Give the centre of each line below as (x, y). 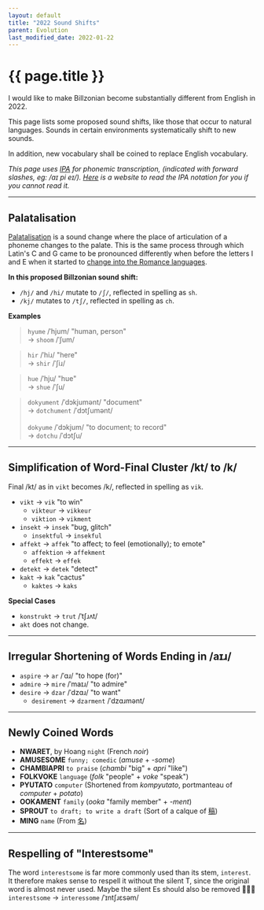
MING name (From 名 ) (53, 821)
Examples (25, 316)
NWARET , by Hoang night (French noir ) (84, 752)
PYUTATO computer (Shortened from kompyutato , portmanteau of (126, 785)
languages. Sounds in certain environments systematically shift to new (122, 130)
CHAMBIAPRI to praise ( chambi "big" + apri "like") (104, 768)
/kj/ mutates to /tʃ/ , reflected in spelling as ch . (97, 301)
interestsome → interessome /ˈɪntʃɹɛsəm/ (73, 897)
